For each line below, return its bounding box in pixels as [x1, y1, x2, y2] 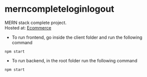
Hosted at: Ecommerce [4, 25, 51, 30]
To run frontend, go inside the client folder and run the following [11, 34, 143, 40]
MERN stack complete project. [4, 20, 67, 26]
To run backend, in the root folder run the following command [11, 57, 138, 63]
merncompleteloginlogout [4, 3, 114, 15]
